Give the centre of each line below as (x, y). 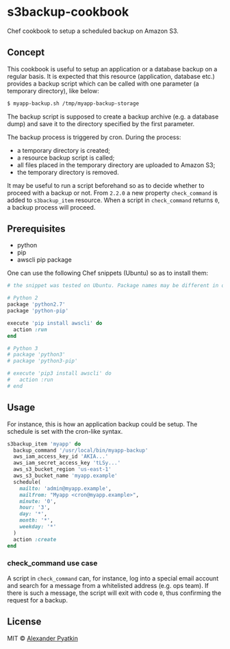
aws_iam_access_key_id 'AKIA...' (61, 456)
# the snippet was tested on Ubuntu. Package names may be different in (113, 286)
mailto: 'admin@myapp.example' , (65, 488)
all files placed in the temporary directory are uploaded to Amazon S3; (116, 164)
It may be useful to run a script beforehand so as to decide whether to (106, 185)
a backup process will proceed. (51, 207)
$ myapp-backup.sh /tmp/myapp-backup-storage (73, 103)
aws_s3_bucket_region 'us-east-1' (62, 469)
